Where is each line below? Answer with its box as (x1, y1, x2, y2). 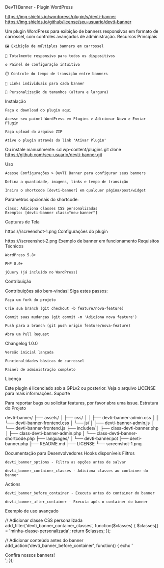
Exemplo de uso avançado (5, 508, 59, 514)
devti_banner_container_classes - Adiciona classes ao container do (5, 468, 148, 473)
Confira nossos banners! (5, 552, 55, 558)
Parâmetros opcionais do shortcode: (5, 196, 79, 202)
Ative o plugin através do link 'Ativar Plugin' (5, 138, 107, 143)
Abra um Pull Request (5, 332, 50, 337)
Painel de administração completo (5, 367, 76, 372)
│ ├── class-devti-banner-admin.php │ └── (5, 431, 96, 436)
